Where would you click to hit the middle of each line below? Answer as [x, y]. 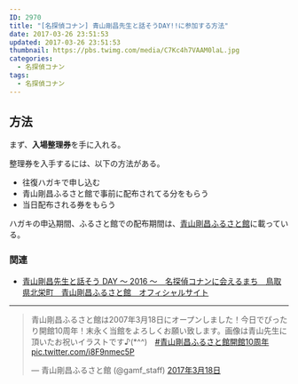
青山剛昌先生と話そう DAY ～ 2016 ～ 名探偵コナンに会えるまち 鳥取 [152, 281]
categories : [31, 59]
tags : [19, 76]
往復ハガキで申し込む [61, 182]
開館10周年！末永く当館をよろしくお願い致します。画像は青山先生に [163, 331]
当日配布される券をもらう [69, 204]
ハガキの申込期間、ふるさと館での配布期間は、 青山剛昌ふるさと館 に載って [145, 224]
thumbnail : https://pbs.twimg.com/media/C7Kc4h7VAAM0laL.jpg [125, 51]
